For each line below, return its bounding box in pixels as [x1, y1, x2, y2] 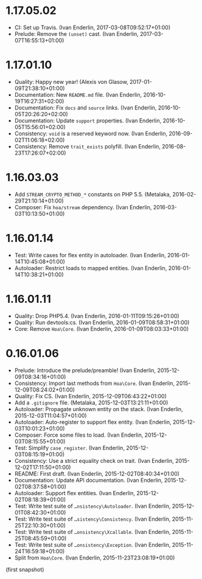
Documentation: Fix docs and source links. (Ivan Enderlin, [14, 104, 157, 111]
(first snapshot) [5, 566, 44, 573]
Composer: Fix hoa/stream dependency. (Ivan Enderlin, [14, 203, 152, 210]
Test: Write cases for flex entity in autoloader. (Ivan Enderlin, [14, 251, 167, 258]
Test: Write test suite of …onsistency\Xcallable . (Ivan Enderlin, [14, 528, 171, 535]
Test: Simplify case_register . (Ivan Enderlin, [14, 444, 125, 451]
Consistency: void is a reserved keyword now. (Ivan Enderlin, [14, 130, 168, 137]
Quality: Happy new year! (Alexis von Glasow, [14, 78, 128, 85]
